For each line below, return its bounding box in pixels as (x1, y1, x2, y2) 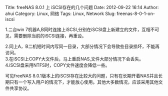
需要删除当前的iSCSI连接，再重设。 (13, 33, 86, 38)
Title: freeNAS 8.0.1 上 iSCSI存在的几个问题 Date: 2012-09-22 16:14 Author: (5, 4, 159, 10)
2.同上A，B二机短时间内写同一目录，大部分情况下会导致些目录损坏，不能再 (5, 43, 160, 49)
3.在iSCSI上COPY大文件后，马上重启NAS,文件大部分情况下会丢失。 (5, 56, 144, 61)
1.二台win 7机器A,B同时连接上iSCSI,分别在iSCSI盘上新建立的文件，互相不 (5, 26, 155, 32)
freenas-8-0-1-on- (116, 10, 155, 16)
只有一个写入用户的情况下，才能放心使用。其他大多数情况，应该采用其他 (9, 79, 158, 85)
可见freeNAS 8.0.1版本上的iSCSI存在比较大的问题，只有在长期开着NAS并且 (5, 73, 158, 78)
